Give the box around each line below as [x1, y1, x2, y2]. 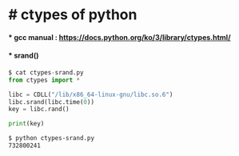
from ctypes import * [8, 76, 81, 84]
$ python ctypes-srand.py [8, 134, 94, 142]
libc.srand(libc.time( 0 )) [8, 98, 94, 106]
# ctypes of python [8, 6, 137, 24]
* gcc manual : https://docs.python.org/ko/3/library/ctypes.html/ [8, 32, 231, 42]
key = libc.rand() [8, 106, 70, 114]
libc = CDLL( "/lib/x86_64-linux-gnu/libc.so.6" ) [8, 90, 173, 98]
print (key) [8, 120, 45, 128]
